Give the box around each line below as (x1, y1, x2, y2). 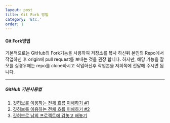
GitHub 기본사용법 (5, 87, 42, 93)
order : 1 (5, 21, 24, 27)
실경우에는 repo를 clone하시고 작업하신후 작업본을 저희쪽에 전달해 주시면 (14, 63, 159, 69)
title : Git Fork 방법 (5, 12, 49, 17)
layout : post (5, 7, 33, 13)
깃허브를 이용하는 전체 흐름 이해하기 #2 (12, 106, 90, 112)
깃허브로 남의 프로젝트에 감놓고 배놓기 (12, 112, 88, 119)
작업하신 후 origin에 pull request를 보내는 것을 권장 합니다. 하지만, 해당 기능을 (5, 56, 159, 62)
